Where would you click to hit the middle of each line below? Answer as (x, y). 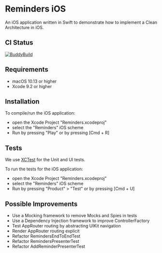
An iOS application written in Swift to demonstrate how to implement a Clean (81, 22)
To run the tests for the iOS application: (44, 169)
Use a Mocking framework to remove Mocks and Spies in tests (74, 216)
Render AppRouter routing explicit (46, 231)
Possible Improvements (41, 204)
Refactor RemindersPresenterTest (46, 241)
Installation (22, 101)
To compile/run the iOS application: (40, 113)
